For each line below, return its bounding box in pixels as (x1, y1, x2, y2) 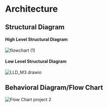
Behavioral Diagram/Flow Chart (5, 84, 103, 92)
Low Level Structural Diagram (5, 59, 67, 64)
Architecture (5, 3, 58, 15)
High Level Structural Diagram (5, 37, 68, 43)
